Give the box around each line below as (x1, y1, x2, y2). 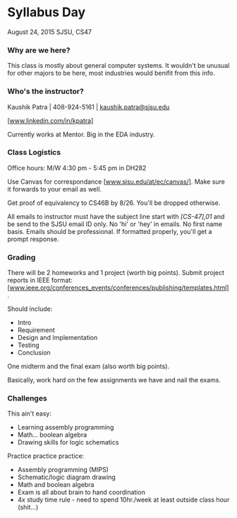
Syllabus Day (7, 4, 86, 20)
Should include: (7, 305, 53, 313)
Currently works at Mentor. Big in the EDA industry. (7, 130, 155, 139)
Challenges (7, 394, 47, 404)
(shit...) (17, 503, 39, 512)
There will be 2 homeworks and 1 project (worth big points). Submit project (7, 269, 224, 277)
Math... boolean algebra (17, 430, 87, 439)
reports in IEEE (7, 276, 51, 285)
